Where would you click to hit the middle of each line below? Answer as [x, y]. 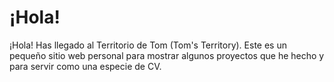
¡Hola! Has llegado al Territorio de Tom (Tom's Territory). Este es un [148, 45]
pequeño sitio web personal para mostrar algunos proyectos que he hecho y [167, 55]
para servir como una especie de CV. [85, 66]
